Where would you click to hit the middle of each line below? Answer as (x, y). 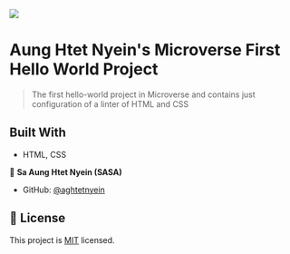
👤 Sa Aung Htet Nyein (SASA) (66, 171)
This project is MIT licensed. (62, 239)
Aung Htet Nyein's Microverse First (145, 50)
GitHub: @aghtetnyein (64, 190)
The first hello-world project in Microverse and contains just (143, 94)
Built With (38, 133)
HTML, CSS (44, 154)
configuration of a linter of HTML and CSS (110, 103)
